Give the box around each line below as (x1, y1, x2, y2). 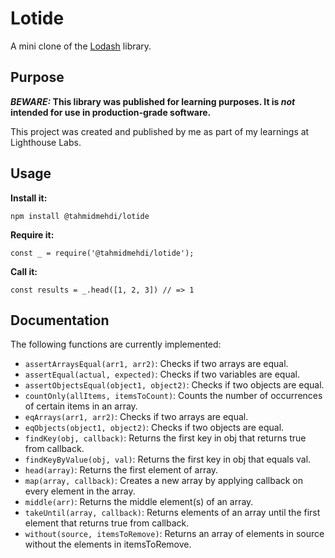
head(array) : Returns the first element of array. (24, 464, 219, 476)
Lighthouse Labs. (10, 136, 82, 148)
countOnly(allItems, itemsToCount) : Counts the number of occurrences (24, 390, 323, 402)
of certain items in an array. (24, 400, 138, 412)
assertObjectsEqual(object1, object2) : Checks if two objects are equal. (24, 379, 325, 391)
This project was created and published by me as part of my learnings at (10, 125, 310, 137)
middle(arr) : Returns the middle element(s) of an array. (24, 496, 254, 508)
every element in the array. (24, 485, 136, 497)
